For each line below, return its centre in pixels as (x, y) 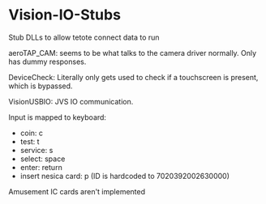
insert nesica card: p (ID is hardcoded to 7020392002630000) (124, 176)
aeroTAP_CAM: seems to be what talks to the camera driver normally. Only (133, 53)
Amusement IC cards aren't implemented (77, 191)
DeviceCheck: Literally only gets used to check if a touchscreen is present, (133, 77)
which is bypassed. (41, 86)
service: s (36, 150)
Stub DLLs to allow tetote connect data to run (84, 37)
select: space (43, 159)
